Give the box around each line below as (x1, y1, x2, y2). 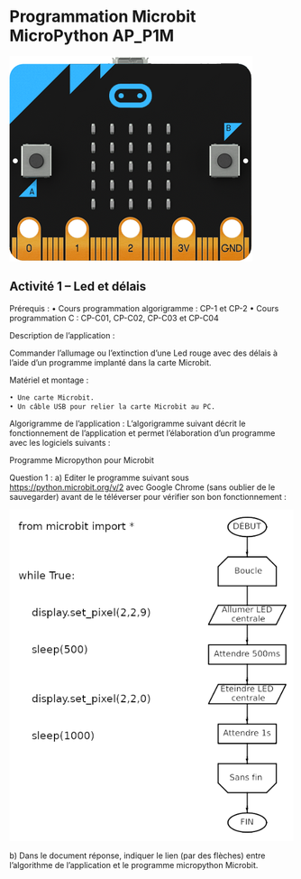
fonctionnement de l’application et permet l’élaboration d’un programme (9, 427, 276, 439)
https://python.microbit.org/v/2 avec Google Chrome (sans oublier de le (9, 481, 276, 493)
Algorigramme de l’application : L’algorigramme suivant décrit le (9, 418, 246, 429)
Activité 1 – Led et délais (9, 279, 147, 294)
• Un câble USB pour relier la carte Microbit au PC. (9, 402, 216, 412)
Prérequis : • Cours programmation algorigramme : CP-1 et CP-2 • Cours (9, 302, 279, 313)
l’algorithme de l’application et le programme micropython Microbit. (9, 859, 259, 870)
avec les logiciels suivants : (9, 437, 111, 448)
